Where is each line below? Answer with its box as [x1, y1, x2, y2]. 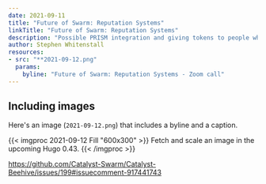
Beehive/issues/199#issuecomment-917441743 [8, 167, 162, 178]
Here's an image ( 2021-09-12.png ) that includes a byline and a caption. [8, 120, 238, 130]
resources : [8, 48, 44, 56]
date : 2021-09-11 [8, 11, 66, 20]
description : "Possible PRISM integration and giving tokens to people [8, 33, 249, 42]
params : [15, 63, 41, 71]
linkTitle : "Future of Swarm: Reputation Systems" [8, 26, 179, 34]
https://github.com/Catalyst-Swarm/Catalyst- [8, 160, 157, 169]
